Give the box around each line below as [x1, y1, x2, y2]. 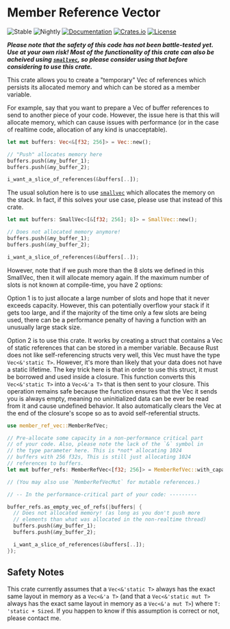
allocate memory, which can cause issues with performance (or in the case [7, 118, 219, 126]
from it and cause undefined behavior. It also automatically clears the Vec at [7, 402, 222, 410]
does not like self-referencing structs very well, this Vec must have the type [7, 350, 220, 359]
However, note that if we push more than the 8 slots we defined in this [7, 266, 205, 274]
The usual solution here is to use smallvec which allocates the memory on [7, 188, 215, 196]
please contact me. [7, 614, 62, 622]
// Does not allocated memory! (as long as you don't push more [13, 510, 201, 517]
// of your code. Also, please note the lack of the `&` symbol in [7, 441, 204, 448]
